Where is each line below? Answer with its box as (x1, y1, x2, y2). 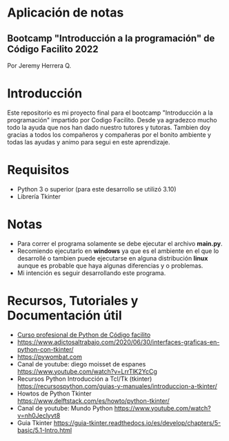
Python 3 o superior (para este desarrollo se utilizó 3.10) (17, 185, 177, 193)
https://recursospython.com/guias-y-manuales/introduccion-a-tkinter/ (17, 382, 217, 390)
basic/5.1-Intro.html (17, 426, 72, 434)
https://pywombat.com (17, 353, 83, 361)
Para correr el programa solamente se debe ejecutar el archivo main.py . (17, 239, 223, 247)
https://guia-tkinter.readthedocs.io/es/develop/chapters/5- (53, 418, 221, 426)
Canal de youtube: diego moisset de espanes (17, 359, 146, 368)
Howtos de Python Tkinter (17, 389, 92, 397)
